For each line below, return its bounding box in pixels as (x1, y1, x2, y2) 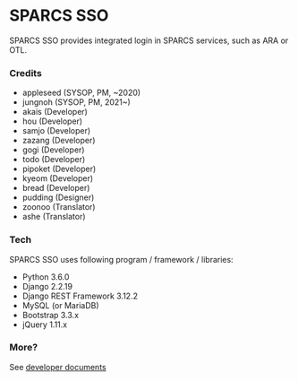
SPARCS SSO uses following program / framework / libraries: (9, 254, 234, 264)
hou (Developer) (21, 116, 83, 126)
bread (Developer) (21, 183, 90, 194)
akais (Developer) (21, 107, 88, 117)
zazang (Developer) (21, 135, 96, 146)
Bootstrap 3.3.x (21, 309, 79, 320)
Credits (9, 66, 42, 79)
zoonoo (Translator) (21, 202, 96, 212)
